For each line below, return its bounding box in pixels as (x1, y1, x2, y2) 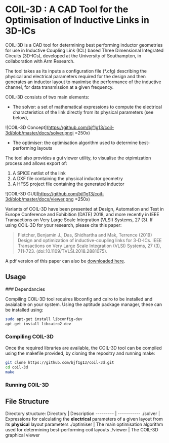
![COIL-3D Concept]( (5, 124, 49, 130)
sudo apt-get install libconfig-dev (5, 316, 82, 322)
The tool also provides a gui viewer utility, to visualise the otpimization (5, 155, 151, 161)
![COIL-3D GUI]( (5, 190, 39, 196)
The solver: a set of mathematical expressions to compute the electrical (12, 104, 162, 110)
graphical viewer (5, 432, 40, 438)
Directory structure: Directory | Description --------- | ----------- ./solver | (5, 411, 160, 417)
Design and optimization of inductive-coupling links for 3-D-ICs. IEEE (17, 237, 162, 243)
